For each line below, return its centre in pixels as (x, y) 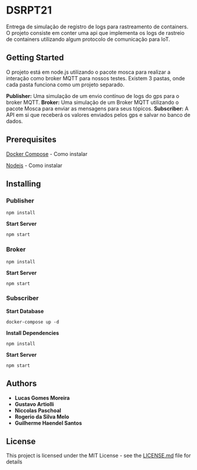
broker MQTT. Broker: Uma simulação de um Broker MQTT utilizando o (92, 102)
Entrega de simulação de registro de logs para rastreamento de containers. (97, 27)
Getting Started (35, 58)
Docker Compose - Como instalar (47, 154)
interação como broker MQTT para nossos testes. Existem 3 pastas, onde (96, 78)
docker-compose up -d (33, 322)
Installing (24, 184)
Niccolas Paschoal (38, 410)
